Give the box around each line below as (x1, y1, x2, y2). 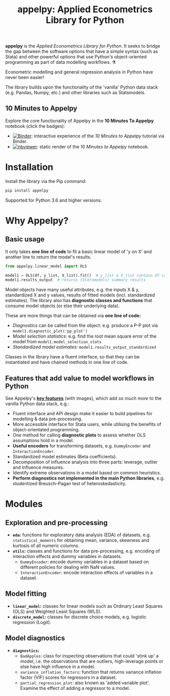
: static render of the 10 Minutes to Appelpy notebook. (37, 143, 149, 150)
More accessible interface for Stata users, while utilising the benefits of (12, 421, 161, 427)
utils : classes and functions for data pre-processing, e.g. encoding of (12, 548, 160, 554)
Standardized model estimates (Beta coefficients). (12, 454, 117, 460)
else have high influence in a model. (20, 664, 95, 670)
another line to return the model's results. (5, 253, 92, 260)
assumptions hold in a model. (12, 437, 74, 444)
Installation (5, 162, 54, 173)
